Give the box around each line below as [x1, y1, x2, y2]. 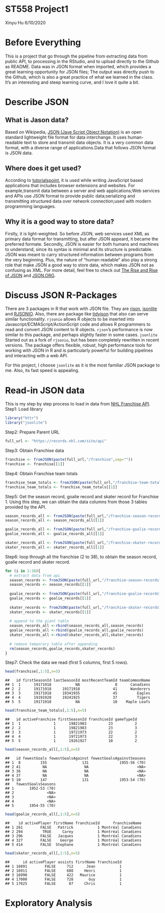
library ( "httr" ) [5, 416, 38, 421]
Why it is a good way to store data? [5, 218, 114, 226]
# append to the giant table [9, 619, 69, 624]
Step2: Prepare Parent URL [5, 429, 60, 435]
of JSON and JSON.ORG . [5, 272, 56, 278]
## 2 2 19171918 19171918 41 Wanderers [5, 686, 151, 691]
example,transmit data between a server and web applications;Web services [5, 188, 160, 194]
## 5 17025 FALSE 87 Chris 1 [5, 881, 122, 886]
